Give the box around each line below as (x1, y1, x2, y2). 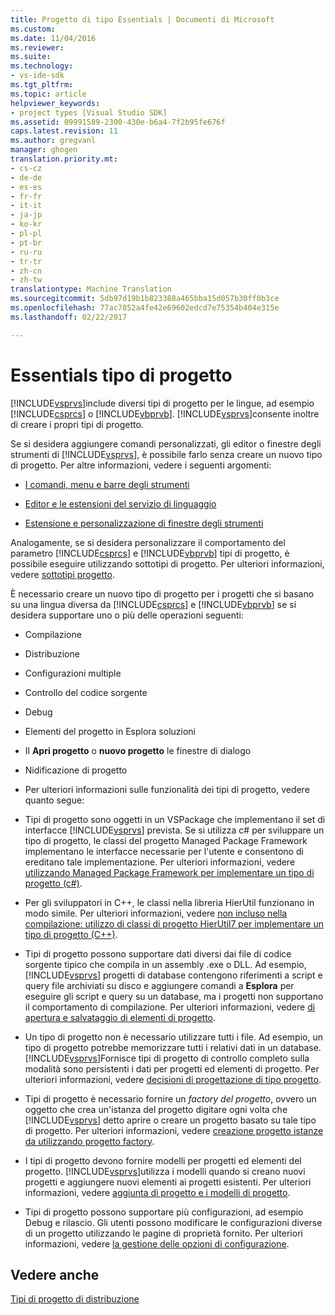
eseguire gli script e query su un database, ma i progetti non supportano (24, 990, 324, 1002)
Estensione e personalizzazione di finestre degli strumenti (24, 517, 264, 529)
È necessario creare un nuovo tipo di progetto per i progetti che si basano (10, 587, 315, 600)
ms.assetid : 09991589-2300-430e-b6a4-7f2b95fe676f (10, 117, 226, 127)
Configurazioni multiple (24, 667, 122, 679)
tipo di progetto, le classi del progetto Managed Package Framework (24, 834, 308, 846)
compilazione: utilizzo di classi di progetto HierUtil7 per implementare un (24, 917, 324, 930)
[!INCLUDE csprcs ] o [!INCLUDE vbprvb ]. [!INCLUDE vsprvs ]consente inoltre (10, 407, 320, 420)
